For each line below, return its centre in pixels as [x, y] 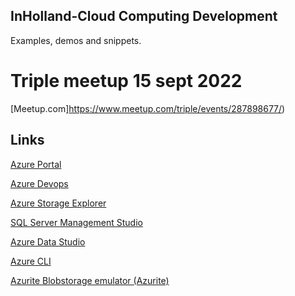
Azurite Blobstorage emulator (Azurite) [90, 280]
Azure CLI [31, 261]
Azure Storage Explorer [58, 203]
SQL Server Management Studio [76, 222]
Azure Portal [36, 164]
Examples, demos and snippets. [76, 40]
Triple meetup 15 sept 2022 [126, 81]
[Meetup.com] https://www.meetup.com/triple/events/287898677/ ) [148, 108]
